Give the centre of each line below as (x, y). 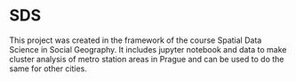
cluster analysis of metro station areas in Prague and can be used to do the (147, 59)
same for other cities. (48, 69)
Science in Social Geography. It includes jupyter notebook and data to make (148, 49)
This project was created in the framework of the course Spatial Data (136, 40)
